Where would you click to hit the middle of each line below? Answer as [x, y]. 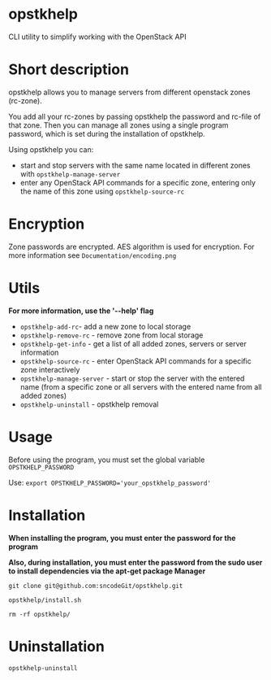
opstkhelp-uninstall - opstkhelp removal [89, 404]
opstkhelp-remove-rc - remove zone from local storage [112, 335]
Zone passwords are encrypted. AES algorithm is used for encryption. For [131, 246]
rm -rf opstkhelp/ [39, 614]
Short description [69, 70]
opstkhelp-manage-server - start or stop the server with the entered [132, 378]
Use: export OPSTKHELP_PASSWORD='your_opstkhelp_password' [110, 482]
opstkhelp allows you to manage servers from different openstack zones [129, 92]
